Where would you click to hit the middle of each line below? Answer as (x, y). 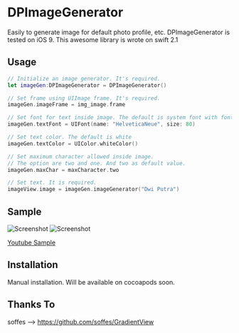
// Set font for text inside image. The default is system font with (113, 118)
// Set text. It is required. (52, 183)
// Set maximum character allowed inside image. (81, 157)
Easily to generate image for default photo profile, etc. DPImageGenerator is (118, 32)
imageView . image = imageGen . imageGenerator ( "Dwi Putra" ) (94, 190)
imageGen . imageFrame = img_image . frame (67, 105)
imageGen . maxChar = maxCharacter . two (63, 170)
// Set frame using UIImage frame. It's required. (84, 98)
